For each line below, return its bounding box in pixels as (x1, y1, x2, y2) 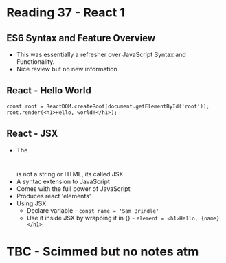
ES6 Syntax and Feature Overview (6, 32, 156, 44)
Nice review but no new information (16, 65, 117, 73)
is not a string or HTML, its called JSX (16, 170, 124, 178)
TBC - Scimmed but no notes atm (6, 244, 199, 259)
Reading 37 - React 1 (6, 5, 125, 21)
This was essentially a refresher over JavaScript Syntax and (16, 50, 186, 58)
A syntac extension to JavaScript (16, 177, 111, 185)
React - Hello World (6, 84, 92, 97)
